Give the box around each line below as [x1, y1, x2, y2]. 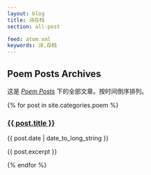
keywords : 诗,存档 [7, 42, 57, 49]
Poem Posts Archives [7, 67, 102, 80]
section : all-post [7, 23, 60, 30]
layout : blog [7, 10, 45, 17]
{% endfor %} [7, 161, 47, 169]
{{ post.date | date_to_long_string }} [7, 134, 109, 142]
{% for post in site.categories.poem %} [7, 101, 119, 109]
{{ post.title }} [7, 118, 55, 128]
